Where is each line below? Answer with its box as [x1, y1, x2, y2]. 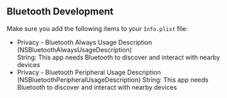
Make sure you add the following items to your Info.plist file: [6, 24, 189, 32]
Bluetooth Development [6, 6, 114, 18]
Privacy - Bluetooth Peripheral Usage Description [16, 68, 161, 76]
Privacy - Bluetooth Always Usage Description [16, 38, 153, 47]
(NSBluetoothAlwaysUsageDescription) [16, 45, 133, 54]
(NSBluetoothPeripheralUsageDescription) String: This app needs [16, 75, 209, 84]
